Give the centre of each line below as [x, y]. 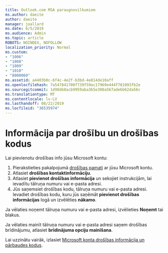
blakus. [13, 215]
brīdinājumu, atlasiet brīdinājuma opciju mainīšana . [59, 230]
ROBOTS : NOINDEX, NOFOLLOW [33, 43]
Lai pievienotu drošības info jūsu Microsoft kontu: [56, 158]
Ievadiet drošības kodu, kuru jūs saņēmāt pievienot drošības [76, 194]
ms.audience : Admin [26, 33]
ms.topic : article [24, 38]
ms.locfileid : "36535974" [32, 108]
